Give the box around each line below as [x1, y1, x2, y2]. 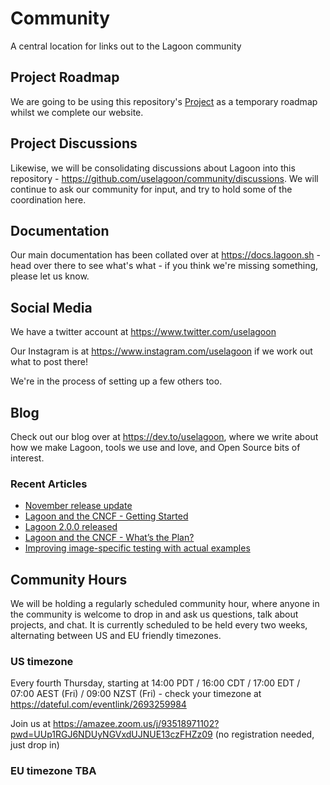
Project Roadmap [10, 69, 120, 86]
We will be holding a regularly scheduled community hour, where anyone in [10, 598, 320, 610]
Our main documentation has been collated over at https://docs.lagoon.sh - [10, 249, 322, 261]
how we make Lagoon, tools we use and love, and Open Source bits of [10, 442, 301, 453]
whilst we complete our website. [10, 106, 144, 118]
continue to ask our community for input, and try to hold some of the [10, 183, 293, 195]
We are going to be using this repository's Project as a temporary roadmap [10, 95, 318, 107]
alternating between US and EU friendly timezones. [10, 630, 222, 642]
